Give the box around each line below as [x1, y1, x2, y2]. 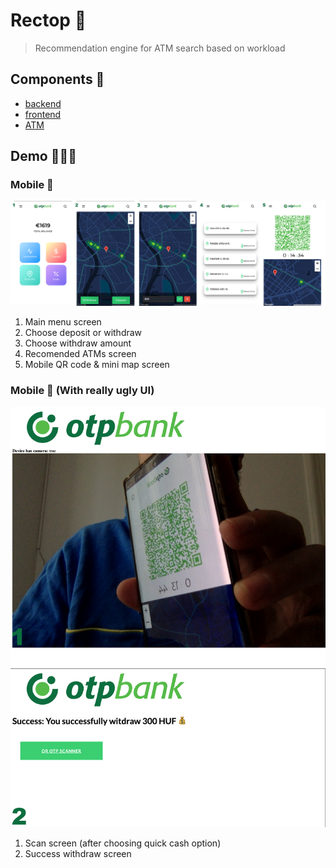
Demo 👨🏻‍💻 [10, 148, 78, 165]
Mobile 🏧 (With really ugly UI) [10, 384, 155, 398]
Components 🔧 [10, 71, 105, 88]
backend [24, 97, 62, 109]
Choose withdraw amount [24, 337, 132, 349]
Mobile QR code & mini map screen [24, 359, 170, 371]
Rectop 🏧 [10, 9, 87, 32]
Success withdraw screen [24, 847, 132, 859]
